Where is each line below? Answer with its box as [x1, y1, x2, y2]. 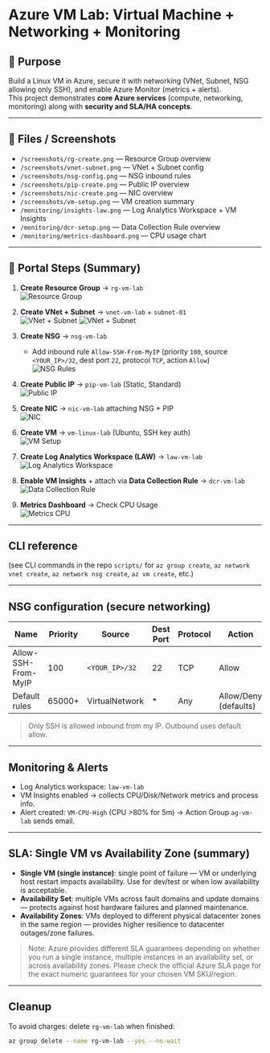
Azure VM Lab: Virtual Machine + [8, 6, 235, 24]
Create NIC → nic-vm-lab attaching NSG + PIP [19, 404, 174, 413]
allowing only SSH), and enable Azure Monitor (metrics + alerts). [8, 84, 222, 94]
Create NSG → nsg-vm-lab [19, 331, 107, 341]
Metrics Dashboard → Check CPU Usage [19, 500, 158, 510]
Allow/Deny [218, 690, 263, 702]
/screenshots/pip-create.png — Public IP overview [19, 179, 190, 189]
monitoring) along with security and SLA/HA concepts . [8, 102, 193, 111]
